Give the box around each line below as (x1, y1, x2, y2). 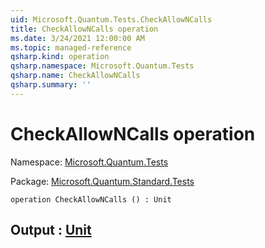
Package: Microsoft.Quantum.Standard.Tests (10, 175, 195, 187)
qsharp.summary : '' (10, 80, 92, 90)
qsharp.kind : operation (10, 52, 110, 62)
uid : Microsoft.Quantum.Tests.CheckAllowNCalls (10, 14, 213, 25)
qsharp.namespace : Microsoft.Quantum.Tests (10, 61, 195, 71)
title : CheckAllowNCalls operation (10, 24, 159, 34)
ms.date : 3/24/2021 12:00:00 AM (10, 33, 145, 43)
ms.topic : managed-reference (10, 42, 132, 53)
